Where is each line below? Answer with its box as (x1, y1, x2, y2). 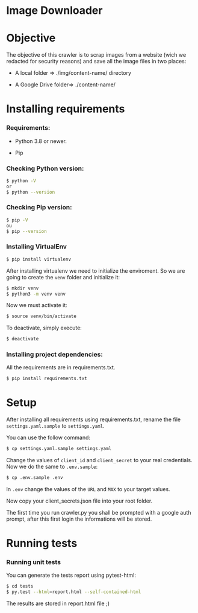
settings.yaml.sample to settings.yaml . (6, 422, 105, 430)
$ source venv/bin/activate (6, 313, 77, 320)
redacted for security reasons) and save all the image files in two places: (6, 58, 187, 65)
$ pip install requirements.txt (6, 375, 87, 382)
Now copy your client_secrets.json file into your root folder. (6, 497, 153, 504)
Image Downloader (6, 4, 103, 17)
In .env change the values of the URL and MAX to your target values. (6, 485, 170, 492)
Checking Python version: (6, 164, 84, 173)
